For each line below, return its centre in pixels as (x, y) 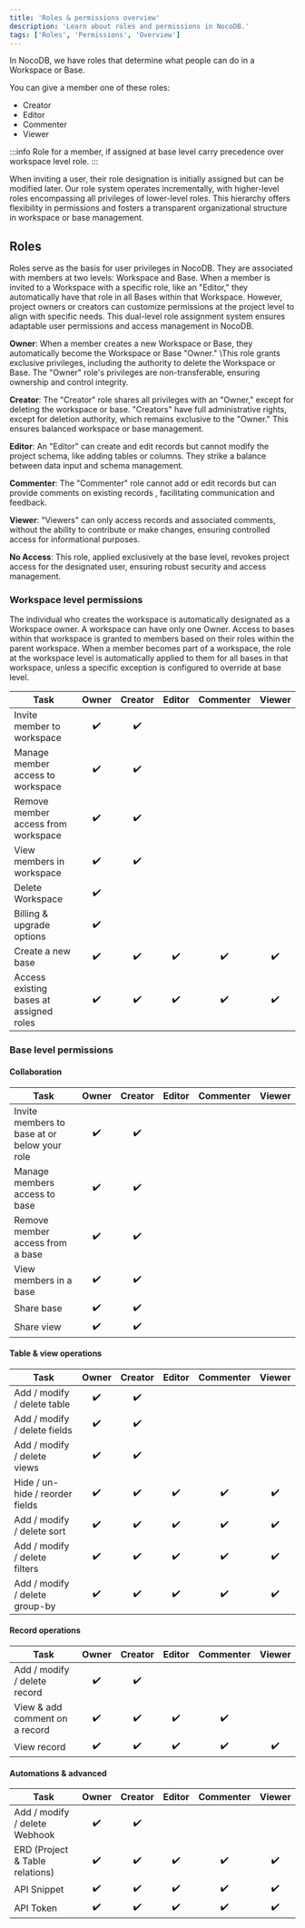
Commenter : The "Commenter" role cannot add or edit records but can (143, 483)
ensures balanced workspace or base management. (107, 429)
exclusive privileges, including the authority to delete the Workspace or (143, 363)
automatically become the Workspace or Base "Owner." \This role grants (145, 353)
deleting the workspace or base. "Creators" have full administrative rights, (148, 410)
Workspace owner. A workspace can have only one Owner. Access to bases (152, 629)
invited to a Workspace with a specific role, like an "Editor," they (128, 288)
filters (26, 1568)
